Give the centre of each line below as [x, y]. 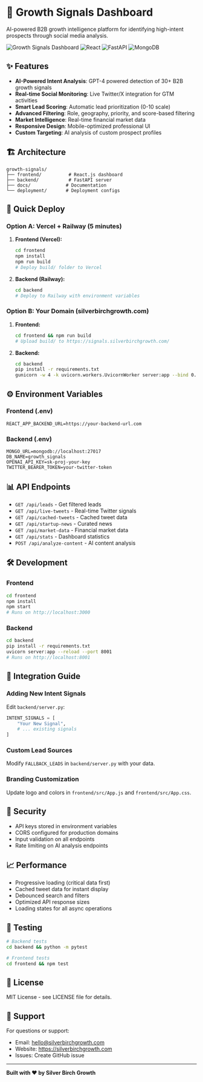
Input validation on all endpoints [55, 839]
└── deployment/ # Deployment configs [63, 190]
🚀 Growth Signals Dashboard [80, 12]
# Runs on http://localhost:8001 [48, 658]
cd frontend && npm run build [53, 336]
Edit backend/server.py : [36, 707]
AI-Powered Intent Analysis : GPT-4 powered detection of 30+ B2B [99, 81]
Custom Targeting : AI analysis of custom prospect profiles [88, 132]
